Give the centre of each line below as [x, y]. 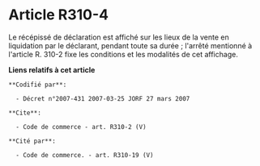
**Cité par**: [32, 141]
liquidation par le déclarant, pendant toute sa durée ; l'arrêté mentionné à [130, 45]
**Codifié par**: [38, 85]
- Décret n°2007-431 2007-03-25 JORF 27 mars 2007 [103, 98]
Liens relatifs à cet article [52, 69]
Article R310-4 [59, 15]
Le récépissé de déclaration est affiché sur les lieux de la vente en [119, 37]
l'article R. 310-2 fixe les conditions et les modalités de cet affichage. [124, 54]
